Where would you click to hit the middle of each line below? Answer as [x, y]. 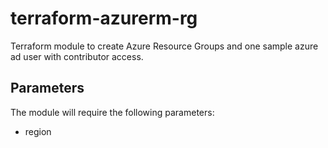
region [38, 131]
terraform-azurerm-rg [104, 18]
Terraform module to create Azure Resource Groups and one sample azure [164, 46]
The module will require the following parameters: [112, 112]
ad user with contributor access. [77, 56]
